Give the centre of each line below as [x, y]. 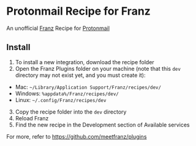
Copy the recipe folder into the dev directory [71, 112]
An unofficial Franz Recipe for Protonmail [58, 28]
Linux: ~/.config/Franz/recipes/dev [61, 100]
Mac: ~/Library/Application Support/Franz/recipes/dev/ [88, 87]
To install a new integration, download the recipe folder [85, 62]
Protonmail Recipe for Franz [79, 11]
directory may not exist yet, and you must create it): [80, 75]
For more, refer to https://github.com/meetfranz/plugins [77, 136]
